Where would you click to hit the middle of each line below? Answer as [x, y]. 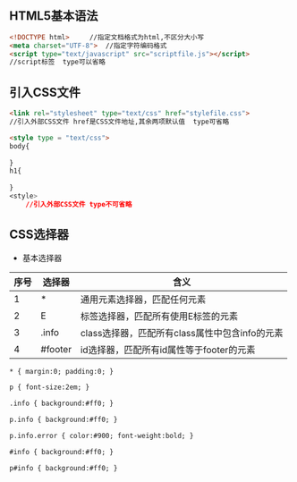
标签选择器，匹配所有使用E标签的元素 [159, 316]
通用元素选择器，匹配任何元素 [143, 300]
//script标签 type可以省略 [57, 62]
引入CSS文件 [45, 92]
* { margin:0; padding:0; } [62, 371]
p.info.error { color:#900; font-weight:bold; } [102, 436]
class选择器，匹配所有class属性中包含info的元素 [182, 333]
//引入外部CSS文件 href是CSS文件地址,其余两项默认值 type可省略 [119, 122]
